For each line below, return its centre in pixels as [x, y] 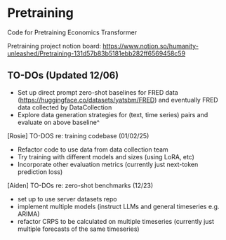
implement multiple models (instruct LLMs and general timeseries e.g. [118, 206]
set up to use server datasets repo [67, 199]
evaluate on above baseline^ [59, 122]
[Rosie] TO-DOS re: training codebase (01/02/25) [78, 135]
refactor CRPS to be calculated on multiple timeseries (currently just [116, 221]
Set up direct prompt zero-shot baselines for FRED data [98, 92]
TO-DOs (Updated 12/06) [63, 75]
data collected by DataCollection [65, 107]
